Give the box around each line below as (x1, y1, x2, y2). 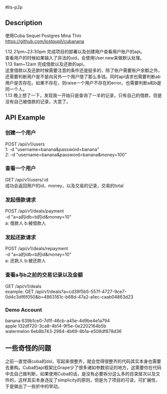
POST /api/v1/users (5, 141, 45, 147)
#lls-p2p (5, 4, 23, 10)
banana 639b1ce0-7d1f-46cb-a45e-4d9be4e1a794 (5, 317, 110, 323)
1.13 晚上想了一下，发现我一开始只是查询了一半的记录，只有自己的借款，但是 (5, 92, 162, 98)
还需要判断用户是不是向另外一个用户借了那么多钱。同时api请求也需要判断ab (5, 73, 161, 79)
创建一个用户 (5, 129, 36, 136)
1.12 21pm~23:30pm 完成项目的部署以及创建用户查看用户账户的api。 (5, 48, 145, 54)
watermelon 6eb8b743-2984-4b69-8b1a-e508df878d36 (5, 328, 122, 334)
